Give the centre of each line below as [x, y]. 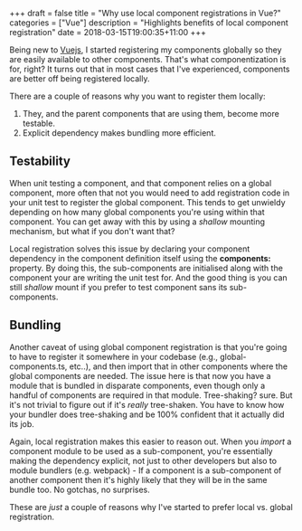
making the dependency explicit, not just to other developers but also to [143, 460]
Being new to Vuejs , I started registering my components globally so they [146, 50]
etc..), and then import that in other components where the [178, 366]
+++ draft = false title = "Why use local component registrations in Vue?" [146, 13]
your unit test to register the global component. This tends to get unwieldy [148, 202]
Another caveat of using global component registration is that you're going [148, 346]
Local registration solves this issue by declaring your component [130, 249]
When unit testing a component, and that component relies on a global [141, 183]
